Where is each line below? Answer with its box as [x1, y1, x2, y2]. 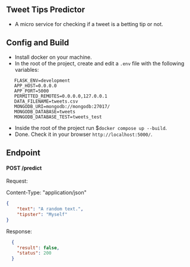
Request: [6, 177, 28, 185]
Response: [6, 228, 33, 235]
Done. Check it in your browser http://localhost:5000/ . [14, 131, 153, 138]
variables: [14, 66, 39, 73]
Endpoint [6, 148, 40, 158]
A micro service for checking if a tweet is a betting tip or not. [14, 20, 163, 27]
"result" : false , [17, 244, 60, 251]
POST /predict [6, 164, 42, 171]
